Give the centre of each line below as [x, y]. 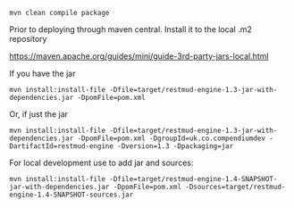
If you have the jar [42, 73]
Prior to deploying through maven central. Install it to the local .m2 [130, 29]
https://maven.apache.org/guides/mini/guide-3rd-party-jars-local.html [139, 56]
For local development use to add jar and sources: [101, 162]
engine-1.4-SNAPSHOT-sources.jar [71, 195]
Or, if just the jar [39, 114]
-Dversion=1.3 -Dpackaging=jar [176, 146]
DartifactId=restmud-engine [62, 146]
